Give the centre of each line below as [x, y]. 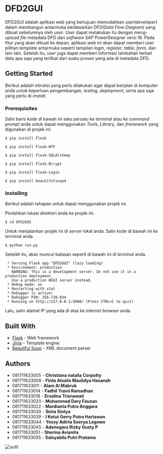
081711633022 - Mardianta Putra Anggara [55, 406]
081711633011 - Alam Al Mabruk [44, 385]
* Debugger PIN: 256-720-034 [37, 297]
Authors [18, 364]
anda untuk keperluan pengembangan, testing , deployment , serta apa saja [80, 90]
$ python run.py [21, 245]
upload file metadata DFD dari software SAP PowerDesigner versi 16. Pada [80, 38]
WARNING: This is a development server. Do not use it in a [74, 272]
